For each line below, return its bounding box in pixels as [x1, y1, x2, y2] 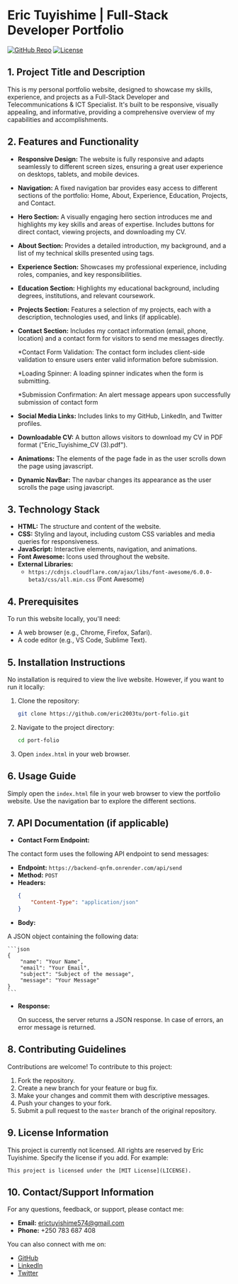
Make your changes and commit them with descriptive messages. [17, 1091, 210, 1099]
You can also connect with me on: [7, 1240, 106, 1249]
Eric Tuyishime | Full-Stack [7, 7, 169, 23]
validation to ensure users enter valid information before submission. [17, 355, 218, 363]
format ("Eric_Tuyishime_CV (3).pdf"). [17, 440, 128, 449]
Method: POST [17, 871, 58, 879]
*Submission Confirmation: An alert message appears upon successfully [17, 390, 231, 399]
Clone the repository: [17, 696, 80, 705]
